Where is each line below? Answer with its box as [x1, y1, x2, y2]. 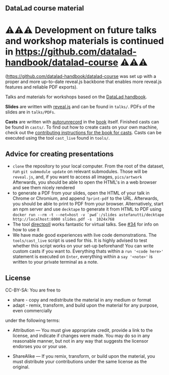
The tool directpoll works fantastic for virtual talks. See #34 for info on [12, 221, 159, 227]
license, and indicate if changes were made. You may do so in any [12, 332, 150, 339]
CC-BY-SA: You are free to [5, 287, 61, 293]
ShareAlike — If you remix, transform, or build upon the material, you [12, 353, 155, 359]
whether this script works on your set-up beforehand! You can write [12, 243, 154, 249]
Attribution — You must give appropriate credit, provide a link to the [12, 327, 153, 333]
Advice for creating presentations [5, 149, 114, 158]
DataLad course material [5, 4, 84, 13]
